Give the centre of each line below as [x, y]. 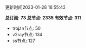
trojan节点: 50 [26, 28]
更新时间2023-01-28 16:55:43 [35, 7]
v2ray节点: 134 [27, 34]
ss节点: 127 [24, 41]
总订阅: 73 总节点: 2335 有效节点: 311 [43, 18]
